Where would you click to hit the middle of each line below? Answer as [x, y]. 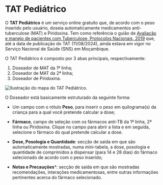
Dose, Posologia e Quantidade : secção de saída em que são [74, 142]
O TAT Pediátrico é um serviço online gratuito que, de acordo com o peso [80, 23]
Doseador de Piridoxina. [37, 78]
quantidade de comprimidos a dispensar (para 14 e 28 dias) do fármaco [85, 152]
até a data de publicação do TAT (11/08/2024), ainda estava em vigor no [78, 43]
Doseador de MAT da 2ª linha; [43, 73]
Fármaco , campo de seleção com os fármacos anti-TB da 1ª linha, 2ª [82, 122]
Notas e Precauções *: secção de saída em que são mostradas [76, 167]
